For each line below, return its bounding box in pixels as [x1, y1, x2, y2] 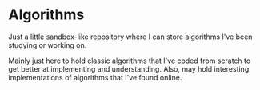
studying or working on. [8, 40, 87, 49]
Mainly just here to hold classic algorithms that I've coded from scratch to [8, 56, 251, 65]
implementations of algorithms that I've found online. [8, 72, 182, 82]
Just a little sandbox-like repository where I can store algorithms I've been [8, 32, 253, 41]
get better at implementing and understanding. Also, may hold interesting [8, 64, 250, 73]
